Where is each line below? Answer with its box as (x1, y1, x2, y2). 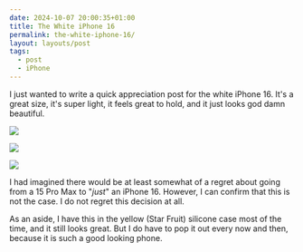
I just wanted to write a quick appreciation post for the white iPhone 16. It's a (9, 88, 294, 100)
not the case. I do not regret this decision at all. (9, 196, 185, 207)
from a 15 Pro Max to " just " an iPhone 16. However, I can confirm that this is (9, 186, 290, 197)
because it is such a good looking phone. (9, 232, 163, 243)
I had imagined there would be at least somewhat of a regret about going (9, 176, 280, 187)
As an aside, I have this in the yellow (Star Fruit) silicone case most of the (9, 213, 282, 224)
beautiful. (9, 108, 45, 119)
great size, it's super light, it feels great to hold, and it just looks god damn (9, 98, 286, 109)
